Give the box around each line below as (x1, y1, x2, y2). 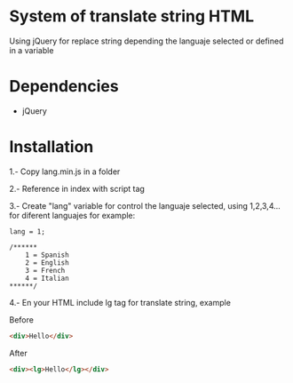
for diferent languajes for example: (9, 210, 136, 220)
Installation (9, 137, 94, 157)
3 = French (25, 266, 66, 275)
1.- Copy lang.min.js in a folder (9, 166, 121, 177)
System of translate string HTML (9, 6, 255, 27)
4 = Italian (25, 274, 69, 283)
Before (9, 314, 34, 325)
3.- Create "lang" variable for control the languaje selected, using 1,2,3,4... (9, 200, 281, 211)
